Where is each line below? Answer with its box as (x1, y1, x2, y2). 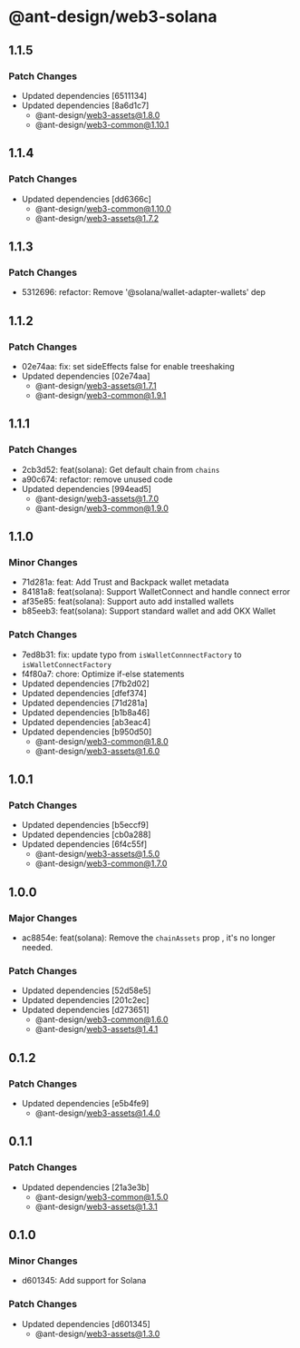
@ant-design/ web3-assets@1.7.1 (34, 379, 157, 391)
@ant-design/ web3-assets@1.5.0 (34, 849, 160, 860)
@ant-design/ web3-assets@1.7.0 (34, 493, 160, 504)
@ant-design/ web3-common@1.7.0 (34, 858, 168, 869)
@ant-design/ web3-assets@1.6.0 (34, 745, 160, 756)
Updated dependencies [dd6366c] (21, 193, 151, 204)
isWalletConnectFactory (21, 660, 112, 669)
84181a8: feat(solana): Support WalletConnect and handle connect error (21, 586, 291, 597)
